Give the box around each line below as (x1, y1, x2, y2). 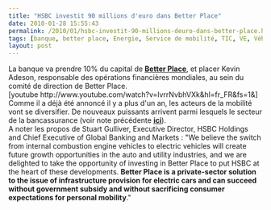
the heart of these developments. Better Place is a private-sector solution (8, 167, 256, 177)
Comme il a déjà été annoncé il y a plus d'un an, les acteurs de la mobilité (8, 99, 252, 108)
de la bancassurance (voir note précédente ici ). (8, 115, 167, 125)
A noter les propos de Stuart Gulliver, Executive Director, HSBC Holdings (8, 124, 248, 134)
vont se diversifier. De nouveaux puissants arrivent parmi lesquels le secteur (8, 107, 263, 117)
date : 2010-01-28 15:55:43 (8, 19, 99, 27)
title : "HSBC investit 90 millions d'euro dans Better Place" (8, 11, 222, 20)
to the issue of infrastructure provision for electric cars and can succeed (8, 175, 257, 186)
